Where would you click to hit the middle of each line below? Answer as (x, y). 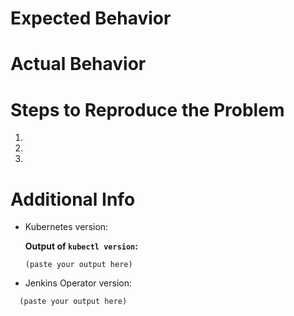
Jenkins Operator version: (78, 283)
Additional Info (73, 199)
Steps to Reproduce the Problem (147, 109)
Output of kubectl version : (81, 246)
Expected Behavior (91, 18)
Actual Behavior (78, 64)
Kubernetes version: (66, 227)
